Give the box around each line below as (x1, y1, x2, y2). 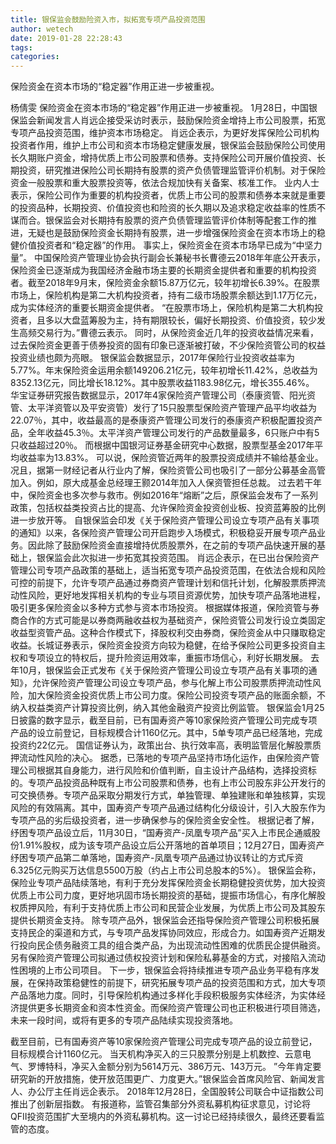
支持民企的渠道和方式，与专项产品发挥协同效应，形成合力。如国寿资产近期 (10, 927, 317, 939)
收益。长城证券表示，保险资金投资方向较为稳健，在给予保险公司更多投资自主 (10, 639, 326, 651)
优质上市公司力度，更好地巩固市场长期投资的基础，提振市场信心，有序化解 (10, 889, 317, 901)
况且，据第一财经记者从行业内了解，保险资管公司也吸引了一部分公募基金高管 (10, 464, 326, 476)
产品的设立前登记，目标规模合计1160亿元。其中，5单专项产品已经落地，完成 (10, 727, 323, 739)
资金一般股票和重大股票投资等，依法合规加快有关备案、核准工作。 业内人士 (10, 177, 320, 189)
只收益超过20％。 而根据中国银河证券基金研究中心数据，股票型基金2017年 (10, 439, 315, 451)
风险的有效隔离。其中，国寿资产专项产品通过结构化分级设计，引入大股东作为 (10, 802, 326, 814)
